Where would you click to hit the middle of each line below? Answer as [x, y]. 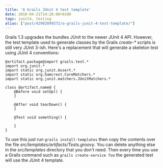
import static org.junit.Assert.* [41, 71]
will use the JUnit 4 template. [35, 160]
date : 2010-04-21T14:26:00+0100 [38, 14]
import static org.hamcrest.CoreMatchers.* [50, 75]
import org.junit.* [25, 66]
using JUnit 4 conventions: [32, 53]
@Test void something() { [41, 118]
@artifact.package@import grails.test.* [47, 62]
